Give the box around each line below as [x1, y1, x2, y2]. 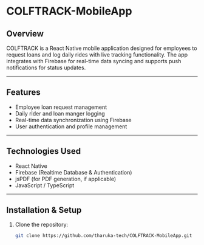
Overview [6, 29, 44, 39]
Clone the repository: [15, 221, 69, 229]
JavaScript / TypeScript [15, 181, 75, 189]
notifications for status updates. [6, 64, 86, 71]
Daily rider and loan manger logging [15, 109, 105, 117]
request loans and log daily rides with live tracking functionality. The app [6, 51, 188, 58]
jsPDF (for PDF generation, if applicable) [15, 175, 117, 182]
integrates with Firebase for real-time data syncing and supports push [6, 58, 182, 64]
